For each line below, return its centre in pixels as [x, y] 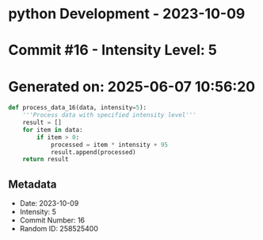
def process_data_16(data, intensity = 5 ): [78, 108]
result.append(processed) [93, 152]
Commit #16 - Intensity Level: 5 [113, 50]
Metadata [32, 184]
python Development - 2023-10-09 [127, 14]
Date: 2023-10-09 [49, 203]
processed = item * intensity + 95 [109, 145]
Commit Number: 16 [52, 220]
